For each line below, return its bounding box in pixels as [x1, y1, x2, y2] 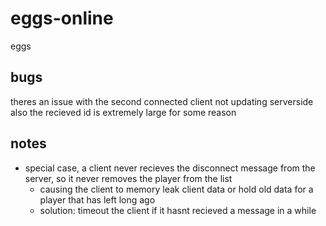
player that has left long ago [39, 193, 156, 206]
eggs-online [10, 7, 114, 30]
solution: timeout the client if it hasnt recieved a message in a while [39, 204, 317, 216]
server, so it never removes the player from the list [24, 172, 233, 184]
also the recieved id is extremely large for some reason [10, 106, 237, 118]
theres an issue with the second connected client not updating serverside [10, 95, 314, 107]
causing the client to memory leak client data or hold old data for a [39, 183, 314, 195]
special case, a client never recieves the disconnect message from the [24, 162, 316, 174]
